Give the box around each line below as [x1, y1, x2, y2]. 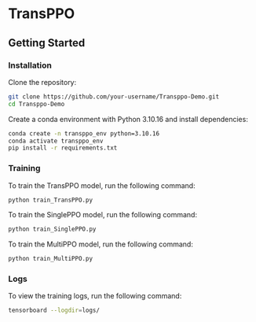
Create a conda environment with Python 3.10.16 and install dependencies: [8, 114, 249, 124]
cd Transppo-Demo [8, 100, 65, 108]
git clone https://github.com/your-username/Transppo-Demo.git [8, 92, 220, 101]
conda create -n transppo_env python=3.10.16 [8, 129, 159, 138]
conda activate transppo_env [8, 137, 104, 145]
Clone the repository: [8, 77, 77, 87]
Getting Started [8, 36, 86, 50]
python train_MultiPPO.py [8, 255, 93, 263]
